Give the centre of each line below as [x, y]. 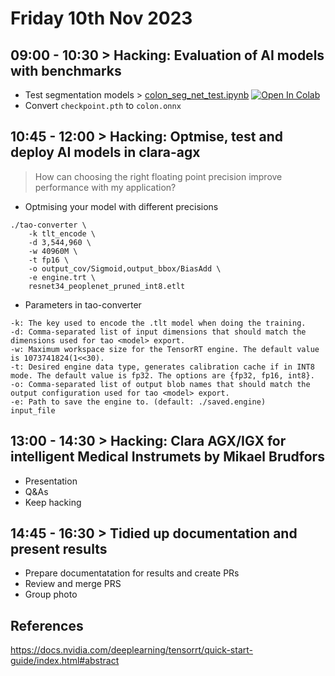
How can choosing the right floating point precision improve [158, 176]
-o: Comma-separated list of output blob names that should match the [160, 384]
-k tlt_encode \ [62, 233]
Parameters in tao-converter [83, 304]
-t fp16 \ [49, 260]
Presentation [51, 481]
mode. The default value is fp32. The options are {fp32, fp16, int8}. [162, 375]
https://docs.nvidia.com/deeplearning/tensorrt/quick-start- [131, 650]
